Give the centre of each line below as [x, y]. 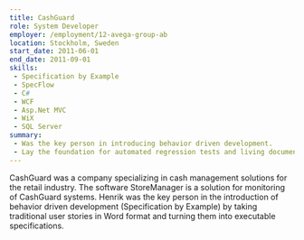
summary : [26, 135]
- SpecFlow [33, 85]
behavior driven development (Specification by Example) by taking [133, 206]
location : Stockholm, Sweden [64, 43]
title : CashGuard [42, 18]
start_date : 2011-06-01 [54, 51]
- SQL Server [38, 127]
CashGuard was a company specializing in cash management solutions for [148, 178]
